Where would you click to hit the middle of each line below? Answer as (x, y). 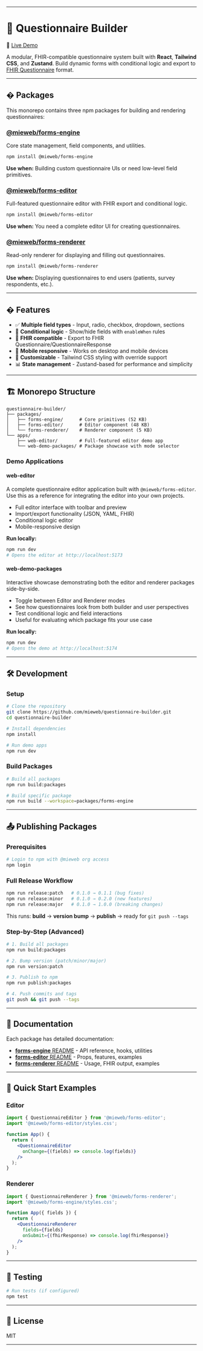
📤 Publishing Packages (52, 826)
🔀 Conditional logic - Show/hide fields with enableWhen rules (90, 332)
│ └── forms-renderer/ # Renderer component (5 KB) (79, 430)
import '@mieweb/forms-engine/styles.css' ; (62, 1202)
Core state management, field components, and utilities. (76, 145)
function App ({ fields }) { (42, 1213)
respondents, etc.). (30, 284)
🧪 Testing (24, 1277)
